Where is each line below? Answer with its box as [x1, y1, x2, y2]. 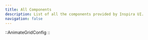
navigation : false [5, 16, 43, 21]
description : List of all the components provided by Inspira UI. [5, 12, 144, 17]
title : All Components [5, 7, 52, 12]
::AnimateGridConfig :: [5, 30, 50, 36]
